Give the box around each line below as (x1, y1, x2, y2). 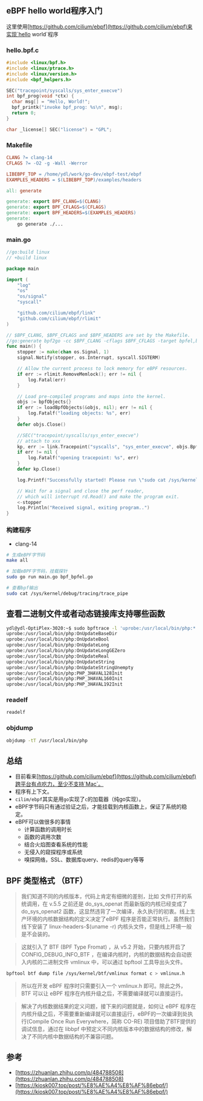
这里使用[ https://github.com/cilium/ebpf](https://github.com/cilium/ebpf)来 (6, 23, 193, 30)
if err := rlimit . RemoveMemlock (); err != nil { (17, 371, 142, 377)
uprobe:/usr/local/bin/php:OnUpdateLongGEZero (6, 648, 126, 654)
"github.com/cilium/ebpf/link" (17, 310, 96, 316)
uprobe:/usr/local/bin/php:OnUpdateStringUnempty (6, 664, 134, 670)
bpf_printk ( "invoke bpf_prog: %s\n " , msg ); (11, 105, 123, 111)
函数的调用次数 (24, 834, 62, 841)
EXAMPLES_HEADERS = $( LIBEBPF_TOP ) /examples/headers (6, 177, 142, 183)
